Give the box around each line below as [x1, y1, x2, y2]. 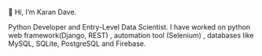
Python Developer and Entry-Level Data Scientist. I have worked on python [8, 23, 251, 31]
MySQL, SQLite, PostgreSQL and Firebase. [8, 39, 146, 48]
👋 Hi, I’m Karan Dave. [8, 8, 77, 16]
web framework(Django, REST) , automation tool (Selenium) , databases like [8, 31, 254, 40]
